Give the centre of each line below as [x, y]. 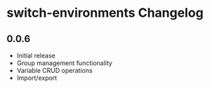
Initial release [36, 55]
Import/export [37, 78]
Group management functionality [65, 63]
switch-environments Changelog [105, 13]
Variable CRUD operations [54, 70]
